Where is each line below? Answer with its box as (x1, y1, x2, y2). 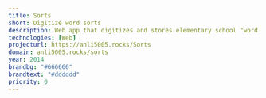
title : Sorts (8, 11, 52, 20)
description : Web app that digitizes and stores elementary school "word (8, 26, 259, 34)
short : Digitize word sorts (8, 19, 102, 27)
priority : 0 (8, 77, 48, 85)
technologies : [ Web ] (8, 33, 77, 42)
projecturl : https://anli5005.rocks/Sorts (8, 41, 151, 49)
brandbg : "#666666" (8, 63, 73, 71)
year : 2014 (8, 56, 45, 64)
